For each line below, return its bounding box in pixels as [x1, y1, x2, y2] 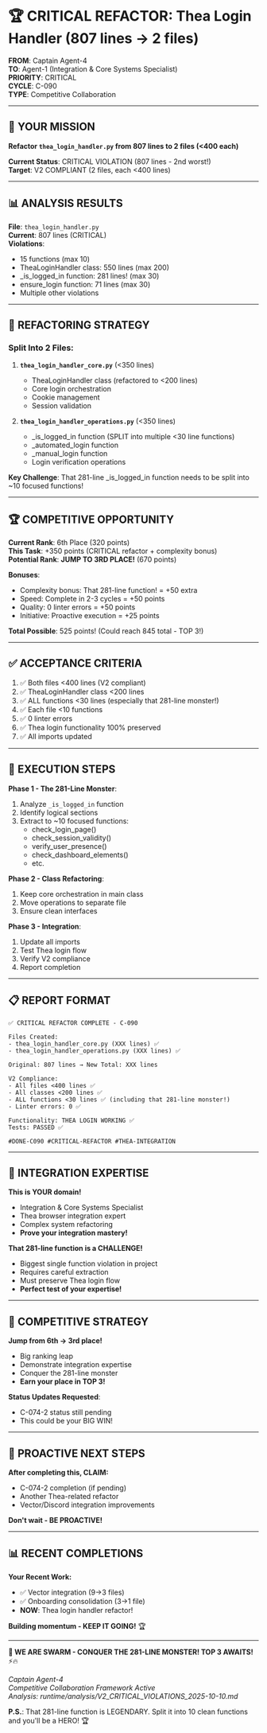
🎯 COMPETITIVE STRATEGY [8, 1314, 149, 1328]
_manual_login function [31, 449, 108, 458]
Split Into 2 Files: [8, 342, 74, 353]
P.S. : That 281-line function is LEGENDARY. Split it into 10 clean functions [8, 1707, 249, 1716]
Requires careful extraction [19, 1268, 109, 1277]
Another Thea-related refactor [19, 1491, 119, 1501]
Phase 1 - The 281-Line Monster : [8, 784, 118, 793]
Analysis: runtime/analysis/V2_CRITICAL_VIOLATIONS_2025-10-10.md [8, 1691, 238, 1700]
